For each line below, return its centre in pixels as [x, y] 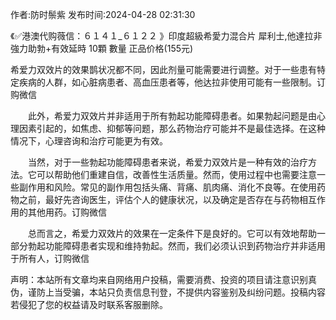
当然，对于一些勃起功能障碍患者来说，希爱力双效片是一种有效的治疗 [167, 162]
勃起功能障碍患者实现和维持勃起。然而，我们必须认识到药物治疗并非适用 [176, 246]
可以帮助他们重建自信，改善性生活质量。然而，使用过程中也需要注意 [176, 174]
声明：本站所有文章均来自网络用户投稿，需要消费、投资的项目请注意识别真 [163, 279]
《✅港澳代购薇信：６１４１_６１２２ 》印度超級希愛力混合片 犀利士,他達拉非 [166, 36]
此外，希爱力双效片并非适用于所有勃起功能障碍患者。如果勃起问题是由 [172, 116]
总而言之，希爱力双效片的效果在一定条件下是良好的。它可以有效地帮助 [172, 233]
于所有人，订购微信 [50, 258]
